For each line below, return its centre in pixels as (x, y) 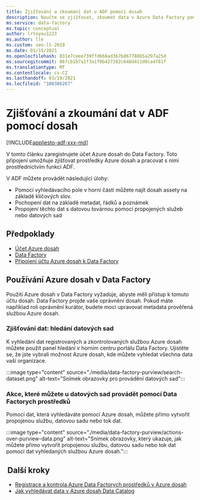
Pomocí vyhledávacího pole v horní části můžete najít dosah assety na (101, 190)
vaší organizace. (26, 360)
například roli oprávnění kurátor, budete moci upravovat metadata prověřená (100, 307)
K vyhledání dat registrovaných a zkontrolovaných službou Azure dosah (94, 341)
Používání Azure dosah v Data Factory (79, 280)
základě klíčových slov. (43, 196)
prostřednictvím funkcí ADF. (40, 166)
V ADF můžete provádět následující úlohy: (57, 178)
